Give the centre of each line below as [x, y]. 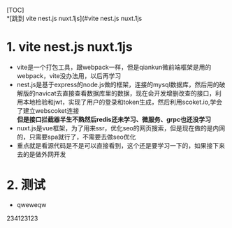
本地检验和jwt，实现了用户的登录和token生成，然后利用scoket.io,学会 [123, 102]
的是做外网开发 [44, 154]
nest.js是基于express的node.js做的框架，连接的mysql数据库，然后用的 [118, 84]
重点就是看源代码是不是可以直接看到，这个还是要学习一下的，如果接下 [118, 145]
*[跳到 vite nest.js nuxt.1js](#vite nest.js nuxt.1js [74, 18]
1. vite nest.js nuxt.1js [70, 47]
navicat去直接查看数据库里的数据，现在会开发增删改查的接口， [125, 93]
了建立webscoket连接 [48, 110]
